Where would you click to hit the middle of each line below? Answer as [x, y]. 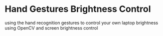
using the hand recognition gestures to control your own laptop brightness [81, 23]
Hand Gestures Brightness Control [78, 9]
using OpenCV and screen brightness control [51, 28]
